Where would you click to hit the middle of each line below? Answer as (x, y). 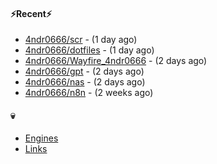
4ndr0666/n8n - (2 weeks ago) (89, 93)
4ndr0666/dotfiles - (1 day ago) (89, 50)
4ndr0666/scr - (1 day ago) (81, 40)
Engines (41, 138)
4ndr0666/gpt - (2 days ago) (84, 71)
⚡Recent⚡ (31, 13)
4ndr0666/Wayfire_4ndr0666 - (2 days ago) (116, 61)
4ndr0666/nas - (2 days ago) (85, 82)
